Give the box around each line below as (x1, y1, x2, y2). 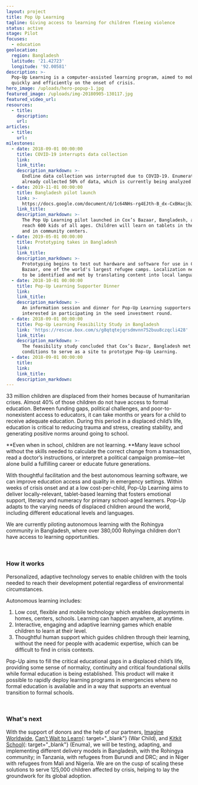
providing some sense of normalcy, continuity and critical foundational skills (6, 663, 190, 670)
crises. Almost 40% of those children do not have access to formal (6, 399, 169, 406)
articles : (6, 124, 31, 130)
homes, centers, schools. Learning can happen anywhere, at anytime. (14, 614, 184, 622)
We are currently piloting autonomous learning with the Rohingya (6, 521, 164, 528)
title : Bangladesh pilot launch (16, 189, 96, 195)
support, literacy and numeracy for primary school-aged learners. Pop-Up (6, 497, 186, 504)
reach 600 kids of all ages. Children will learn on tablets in (21, 223, 183, 228)
